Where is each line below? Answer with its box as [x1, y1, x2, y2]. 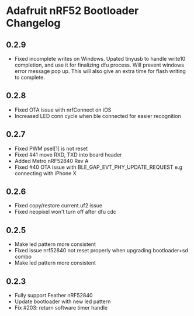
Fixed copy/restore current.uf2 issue [14, 202, 103, 209]
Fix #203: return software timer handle [14, 304, 108, 311]
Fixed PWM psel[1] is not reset [14, 145, 88, 152]
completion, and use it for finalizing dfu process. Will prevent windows [14, 61, 184, 68]
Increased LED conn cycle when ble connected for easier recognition [14, 112, 181, 119]
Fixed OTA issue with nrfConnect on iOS [14, 106, 112, 113]
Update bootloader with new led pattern [14, 298, 111, 305]
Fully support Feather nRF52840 [14, 292, 93, 299]
